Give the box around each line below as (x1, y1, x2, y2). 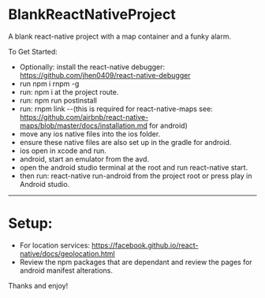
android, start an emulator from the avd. (19, 154, 150, 163)
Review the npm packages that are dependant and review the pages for (19, 257, 252, 266)
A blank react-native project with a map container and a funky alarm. (8, 32, 231, 41)
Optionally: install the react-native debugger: (19, 61, 166, 72)
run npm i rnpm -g (19, 79, 80, 88)
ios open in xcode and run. (19, 146, 106, 155)
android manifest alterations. (19, 266, 113, 275)
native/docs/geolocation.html (19, 248, 116, 258)
